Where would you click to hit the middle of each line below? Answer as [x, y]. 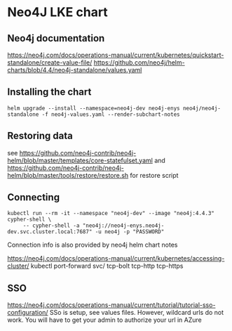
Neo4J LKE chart [58, 12]
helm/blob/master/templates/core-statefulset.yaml [80, 160]
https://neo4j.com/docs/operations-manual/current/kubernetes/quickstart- [116, 55]
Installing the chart [49, 92]
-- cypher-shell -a [51, 226]
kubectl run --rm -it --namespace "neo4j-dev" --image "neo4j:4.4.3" [111, 214]
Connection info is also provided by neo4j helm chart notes [93, 245]
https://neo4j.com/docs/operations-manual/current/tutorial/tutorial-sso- [111, 305]
